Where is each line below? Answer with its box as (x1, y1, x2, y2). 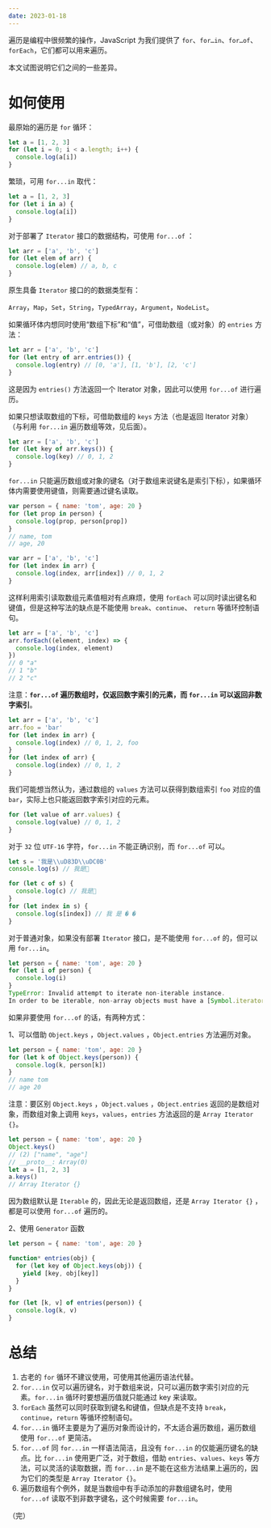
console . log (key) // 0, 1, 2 (15, 452, 114, 461)
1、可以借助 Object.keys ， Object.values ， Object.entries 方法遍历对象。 (8, 1029, 256, 1039)
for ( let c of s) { (8, 880, 74, 888)
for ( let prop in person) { (8, 509, 103, 518)
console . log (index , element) (15, 644, 114, 652)
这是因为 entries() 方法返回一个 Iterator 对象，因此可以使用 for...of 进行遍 (8, 384, 262, 393)
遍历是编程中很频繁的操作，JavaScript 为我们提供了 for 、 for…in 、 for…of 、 (8, 35, 258, 45)
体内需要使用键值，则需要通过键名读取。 (8, 486, 143, 496)
